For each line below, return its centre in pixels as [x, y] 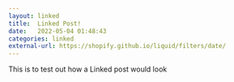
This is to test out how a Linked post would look [88, 69]
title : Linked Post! [45, 24]
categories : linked [41, 39]
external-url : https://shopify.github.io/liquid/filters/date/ [117, 46]
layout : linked [34, 16]
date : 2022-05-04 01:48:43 [57, 31]
